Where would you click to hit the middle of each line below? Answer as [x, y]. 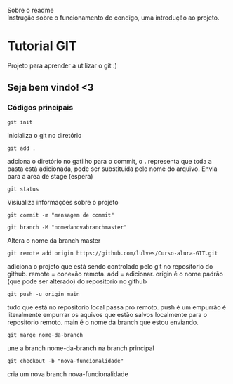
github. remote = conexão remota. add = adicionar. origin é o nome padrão [115, 274]
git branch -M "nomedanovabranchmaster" [67, 227]
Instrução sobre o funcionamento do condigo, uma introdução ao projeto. [113, 18]
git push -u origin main [44, 294]
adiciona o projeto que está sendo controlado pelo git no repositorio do [110, 266]
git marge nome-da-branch [45, 335]
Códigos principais [40, 108]
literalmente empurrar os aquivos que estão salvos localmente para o [107, 314]
